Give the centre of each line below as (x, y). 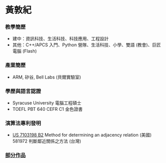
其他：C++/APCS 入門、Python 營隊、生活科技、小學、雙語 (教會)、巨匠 (86, 45)
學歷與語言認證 (23, 91)
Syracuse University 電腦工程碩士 (47, 103)
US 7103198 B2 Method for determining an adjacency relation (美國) (82, 135)
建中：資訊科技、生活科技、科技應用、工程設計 (60, 39)
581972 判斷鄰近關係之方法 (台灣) (47, 141)
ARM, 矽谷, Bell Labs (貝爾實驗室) (47, 77)
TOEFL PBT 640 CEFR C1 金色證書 (48, 109)
